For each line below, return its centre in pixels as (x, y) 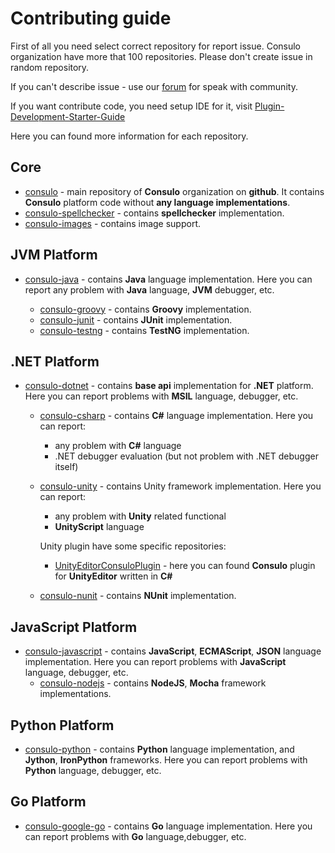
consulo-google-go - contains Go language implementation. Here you (168, 826)
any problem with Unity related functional (140, 516)
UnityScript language (99, 527)
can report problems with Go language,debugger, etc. (135, 836)
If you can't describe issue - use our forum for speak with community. (154, 86)
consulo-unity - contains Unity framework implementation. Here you (180, 486)
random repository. (50, 67)
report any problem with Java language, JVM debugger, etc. (149, 289)
